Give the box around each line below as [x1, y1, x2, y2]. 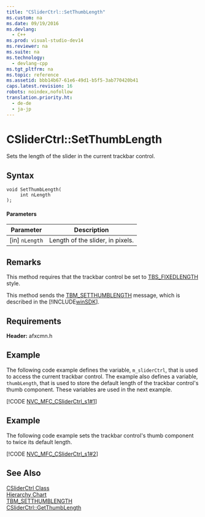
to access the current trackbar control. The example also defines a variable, [6, 372, 198, 380]
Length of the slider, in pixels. [48, 236, 134, 245]
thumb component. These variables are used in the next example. [6, 386, 172, 393]
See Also [6, 468, 41, 478]
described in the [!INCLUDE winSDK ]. [6, 298, 100, 305]
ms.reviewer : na [6, 44, 48, 50]
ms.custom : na [6, 15, 43, 21]
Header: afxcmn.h [6, 332, 53, 340]
